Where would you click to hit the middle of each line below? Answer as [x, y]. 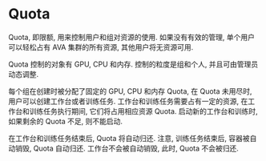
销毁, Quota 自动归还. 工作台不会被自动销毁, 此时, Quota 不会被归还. [127, 148]
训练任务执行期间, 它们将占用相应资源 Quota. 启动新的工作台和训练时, [143, 111]
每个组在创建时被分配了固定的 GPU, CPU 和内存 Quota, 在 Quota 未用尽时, [130, 91]
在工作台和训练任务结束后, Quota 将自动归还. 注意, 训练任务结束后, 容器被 [129, 138]
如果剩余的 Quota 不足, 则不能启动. [65, 121]
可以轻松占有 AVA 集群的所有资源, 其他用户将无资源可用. [101, 47]
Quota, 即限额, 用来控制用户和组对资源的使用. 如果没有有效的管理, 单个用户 [131, 37]
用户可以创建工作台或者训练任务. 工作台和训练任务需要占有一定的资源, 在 [128, 101]
